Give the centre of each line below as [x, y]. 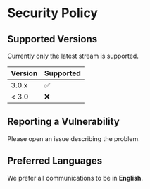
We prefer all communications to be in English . [75, 178]
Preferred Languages [55, 161]
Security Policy [53, 13]
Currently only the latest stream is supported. [73, 56]
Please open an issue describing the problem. [74, 138]
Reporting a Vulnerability [63, 122]
